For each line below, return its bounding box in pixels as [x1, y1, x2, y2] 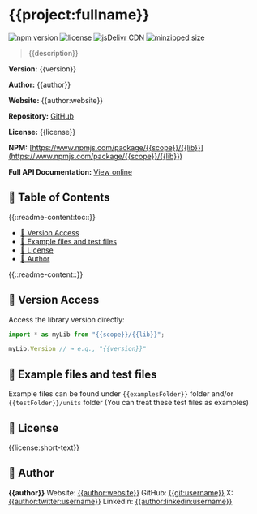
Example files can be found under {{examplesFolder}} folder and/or [8, 389, 234, 399]
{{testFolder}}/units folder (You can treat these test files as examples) [8, 398, 250, 408]
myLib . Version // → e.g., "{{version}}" [8, 345, 148, 353]
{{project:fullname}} [8, 6, 150, 24]
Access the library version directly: [8, 314, 125, 324]
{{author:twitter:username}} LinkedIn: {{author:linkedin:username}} [8, 496, 233, 506]
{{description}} [28, 48, 79, 58]
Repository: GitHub [8, 111, 75, 121]
